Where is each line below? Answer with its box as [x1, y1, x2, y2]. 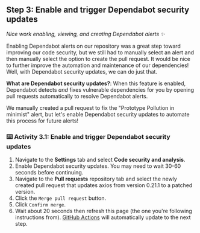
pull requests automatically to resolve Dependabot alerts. [6, 92, 148, 100]
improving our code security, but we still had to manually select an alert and [6, 48, 195, 56]
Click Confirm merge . [14, 201, 66, 208]
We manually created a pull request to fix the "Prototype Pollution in [6, 104, 175, 111]
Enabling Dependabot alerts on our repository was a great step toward [6, 42, 181, 49]
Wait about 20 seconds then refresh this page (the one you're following [14, 208, 193, 215]
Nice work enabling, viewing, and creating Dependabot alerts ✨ [6, 30, 166, 37]
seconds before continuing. [14, 169, 84, 176]
